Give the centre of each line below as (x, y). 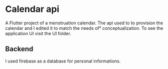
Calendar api (32, 9)
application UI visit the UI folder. (38, 33)
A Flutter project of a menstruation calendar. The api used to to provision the (84, 23)
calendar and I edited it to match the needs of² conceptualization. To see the (84, 28)
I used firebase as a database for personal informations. (63, 61)
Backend (19, 49)
